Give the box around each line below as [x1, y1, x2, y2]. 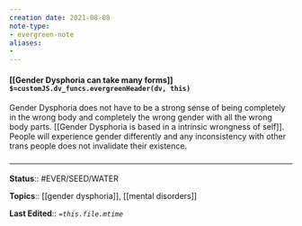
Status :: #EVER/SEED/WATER [9, 173, 119, 184]
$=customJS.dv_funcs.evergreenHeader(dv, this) [9, 84, 191, 93]
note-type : [9, 22, 50, 31]
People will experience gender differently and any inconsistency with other [9, 131, 287, 142]
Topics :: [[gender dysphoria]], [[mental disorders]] [9, 190, 198, 201]
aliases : [9, 38, 42, 48]
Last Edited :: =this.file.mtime [9, 208, 124, 219]
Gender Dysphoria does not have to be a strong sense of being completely [9, 103, 286, 113]
